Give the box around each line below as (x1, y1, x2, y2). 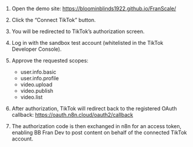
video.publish (20, 87, 54, 94)
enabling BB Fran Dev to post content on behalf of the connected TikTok (11, 129, 187, 136)
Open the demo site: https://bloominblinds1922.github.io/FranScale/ (11, 5, 177, 12)
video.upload (20, 81, 53, 88)
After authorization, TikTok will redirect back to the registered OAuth (11, 105, 177, 112)
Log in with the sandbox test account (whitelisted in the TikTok (11, 40, 164, 46)
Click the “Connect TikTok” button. (11, 17, 96, 23)
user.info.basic (20, 68, 57, 76)
